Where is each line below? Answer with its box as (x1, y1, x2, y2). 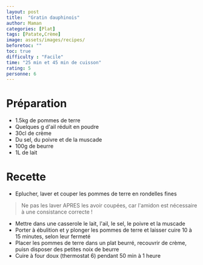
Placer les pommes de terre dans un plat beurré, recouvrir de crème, (15, 240, 187, 247)
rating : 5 (6, 65, 32, 71)
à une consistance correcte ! (21, 208, 93, 215)
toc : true (6, 48, 32, 54)
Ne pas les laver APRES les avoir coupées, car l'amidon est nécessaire (21, 202, 198, 209)
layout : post (6, 8, 39, 15)
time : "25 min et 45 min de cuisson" (6, 59, 102, 65)
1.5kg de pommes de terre (15, 117, 81, 124)
